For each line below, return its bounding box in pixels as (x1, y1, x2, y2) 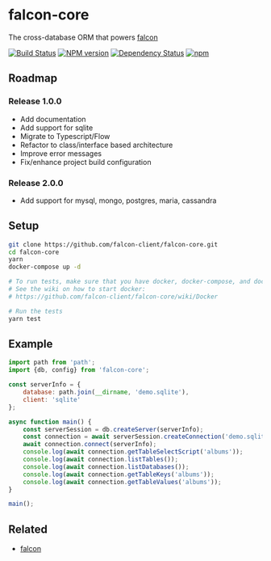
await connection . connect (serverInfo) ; (23, 441, 157, 449)
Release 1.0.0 (8, 95, 62, 107)
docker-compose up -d (8, 263, 81, 272)
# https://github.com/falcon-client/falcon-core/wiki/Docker (8, 293, 219, 301)
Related (8, 522, 48, 536)
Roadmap (8, 71, 58, 86)
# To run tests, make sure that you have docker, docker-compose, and (8, 277, 251, 286)
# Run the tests (8, 307, 63, 315)
